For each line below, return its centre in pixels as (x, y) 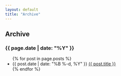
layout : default (22, 10)
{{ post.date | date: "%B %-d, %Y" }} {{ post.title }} (64, 64)
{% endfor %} (26, 69)
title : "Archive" (23, 14)
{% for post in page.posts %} (42, 59)
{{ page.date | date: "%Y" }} (40, 48)
